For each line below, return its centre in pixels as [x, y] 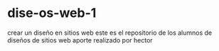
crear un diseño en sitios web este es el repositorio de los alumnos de [110, 33]
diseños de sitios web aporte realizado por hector [80, 40]
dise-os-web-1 [52, 13]
